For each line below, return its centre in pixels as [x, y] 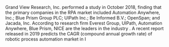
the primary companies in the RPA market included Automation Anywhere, [83, 12]
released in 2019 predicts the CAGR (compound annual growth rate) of [79, 34]
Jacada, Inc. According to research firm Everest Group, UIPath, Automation [84, 23]
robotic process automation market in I [46, 39]
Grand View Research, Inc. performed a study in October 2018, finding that [83, 7]
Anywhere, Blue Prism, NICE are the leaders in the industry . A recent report [84, 28]
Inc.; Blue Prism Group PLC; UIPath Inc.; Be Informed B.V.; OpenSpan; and [82, 18]
